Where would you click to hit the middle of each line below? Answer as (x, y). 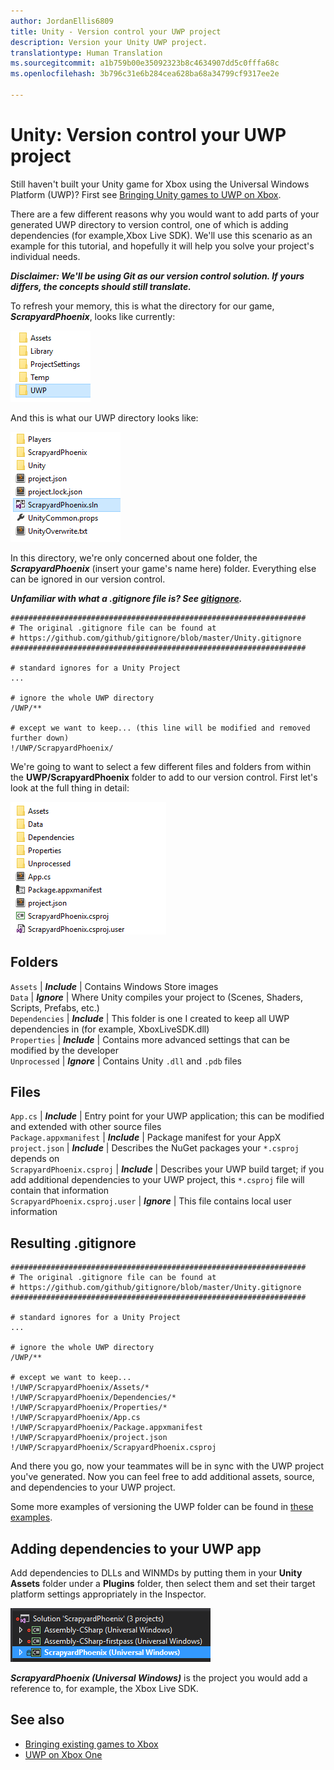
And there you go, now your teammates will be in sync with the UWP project (167, 1466)
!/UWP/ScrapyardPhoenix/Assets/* (80, 1388)
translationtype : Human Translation (86, 53)
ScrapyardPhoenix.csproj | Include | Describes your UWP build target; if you (167, 1169)
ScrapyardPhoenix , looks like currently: (93, 316)
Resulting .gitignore (73, 1243)
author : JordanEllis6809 (62, 21)
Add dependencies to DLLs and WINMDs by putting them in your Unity (156, 1573)
